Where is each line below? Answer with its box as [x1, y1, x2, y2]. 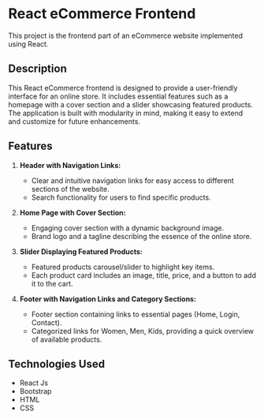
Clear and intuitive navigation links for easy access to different [31, 175, 234, 185]
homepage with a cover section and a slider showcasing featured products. [8, 99, 254, 109]
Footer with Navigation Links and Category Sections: [19, 294, 197, 304]
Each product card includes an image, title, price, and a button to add [31, 270, 256, 280]
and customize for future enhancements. [8, 116, 140, 126]
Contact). [31, 317, 62, 327]
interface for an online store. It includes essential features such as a [8, 92, 229, 101]
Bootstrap [19, 387, 52, 396]
